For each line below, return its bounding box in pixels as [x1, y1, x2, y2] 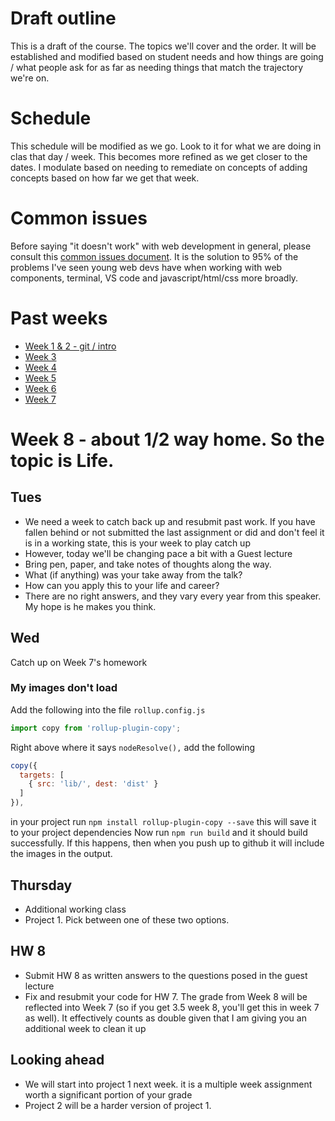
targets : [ [19, 770, 65, 780]
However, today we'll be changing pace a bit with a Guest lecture [24, 547, 293, 559]
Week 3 [24, 350, 57, 362]
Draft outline [10, 7, 117, 30]
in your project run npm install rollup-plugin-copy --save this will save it [10, 816, 317, 828]
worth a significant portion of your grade [24, 1088, 193, 1101]
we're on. [10, 72, 50, 84]
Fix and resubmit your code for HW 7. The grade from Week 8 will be [24, 990, 308, 1002]
